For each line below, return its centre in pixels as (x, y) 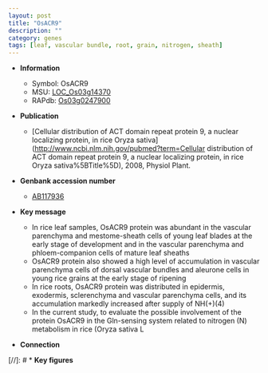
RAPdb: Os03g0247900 (71, 101)
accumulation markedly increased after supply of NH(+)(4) (128, 304)
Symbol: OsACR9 (60, 84)
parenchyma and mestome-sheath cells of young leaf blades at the (142, 236)
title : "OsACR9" (35, 23)
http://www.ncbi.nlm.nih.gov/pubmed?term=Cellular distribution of (144, 149)
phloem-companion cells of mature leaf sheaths (110, 253)
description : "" (35, 30)
